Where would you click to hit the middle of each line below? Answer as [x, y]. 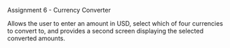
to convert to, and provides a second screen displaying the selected [106, 31]
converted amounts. [36, 38]
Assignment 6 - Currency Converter [59, 10]
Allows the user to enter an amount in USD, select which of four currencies [115, 23]
